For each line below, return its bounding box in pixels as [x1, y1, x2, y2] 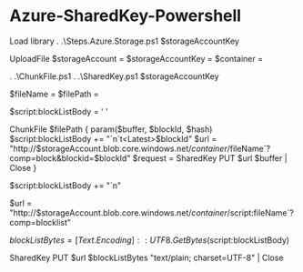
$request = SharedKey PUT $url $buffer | [132, 152, 288, 164]
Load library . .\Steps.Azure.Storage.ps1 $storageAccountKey [9, 35, 239, 46]
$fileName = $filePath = [9, 88, 100, 99]
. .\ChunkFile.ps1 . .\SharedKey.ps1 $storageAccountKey [9, 70, 220, 82]
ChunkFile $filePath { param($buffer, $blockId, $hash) [9, 124, 213, 135]
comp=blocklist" [9, 217, 71, 227]
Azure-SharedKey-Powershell [9, 5, 242, 26]
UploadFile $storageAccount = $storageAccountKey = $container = [9, 53, 264, 64]
